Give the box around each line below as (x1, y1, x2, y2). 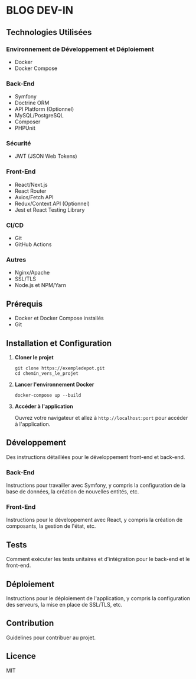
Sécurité (6, 139, 31, 148)
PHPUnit (14, 125, 35, 132)
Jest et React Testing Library (14, 206, 85, 213)
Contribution (6, 618, 54, 629)
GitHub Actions (14, 241, 52, 248)
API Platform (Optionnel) (14, 106, 74, 113)
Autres (6, 256, 27, 264)
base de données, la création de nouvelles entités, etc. (6, 488, 139, 495)
